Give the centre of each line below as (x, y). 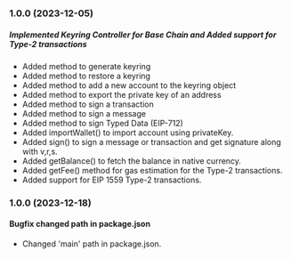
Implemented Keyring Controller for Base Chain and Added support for (143, 35)
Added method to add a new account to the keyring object (129, 85)
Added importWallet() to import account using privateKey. (128, 133)
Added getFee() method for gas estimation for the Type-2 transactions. (152, 170)
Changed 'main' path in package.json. (92, 244)
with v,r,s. (40, 151)
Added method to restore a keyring (86, 76)
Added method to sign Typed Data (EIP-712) (103, 123)
